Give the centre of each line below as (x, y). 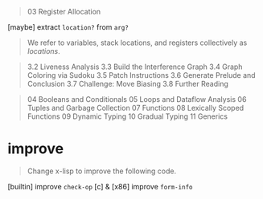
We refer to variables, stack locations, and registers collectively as (137, 43)
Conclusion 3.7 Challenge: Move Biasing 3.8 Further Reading (127, 84)
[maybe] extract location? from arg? (68, 27)
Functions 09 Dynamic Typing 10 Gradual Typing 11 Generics (127, 116)
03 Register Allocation (64, 12)
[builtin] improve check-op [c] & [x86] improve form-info (100, 186)
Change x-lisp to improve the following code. (102, 171)
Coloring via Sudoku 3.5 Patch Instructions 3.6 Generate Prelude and (141, 75)
